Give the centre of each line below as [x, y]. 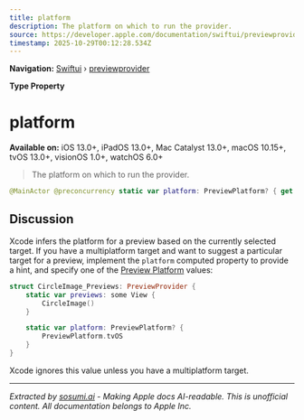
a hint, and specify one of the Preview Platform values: [111, 270]
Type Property [37, 86]
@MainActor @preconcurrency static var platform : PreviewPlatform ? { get [152, 191]
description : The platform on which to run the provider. [121, 26]
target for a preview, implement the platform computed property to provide [149, 260]
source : [24, 34]
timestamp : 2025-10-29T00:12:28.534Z [81, 43]
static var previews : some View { [90, 294]
